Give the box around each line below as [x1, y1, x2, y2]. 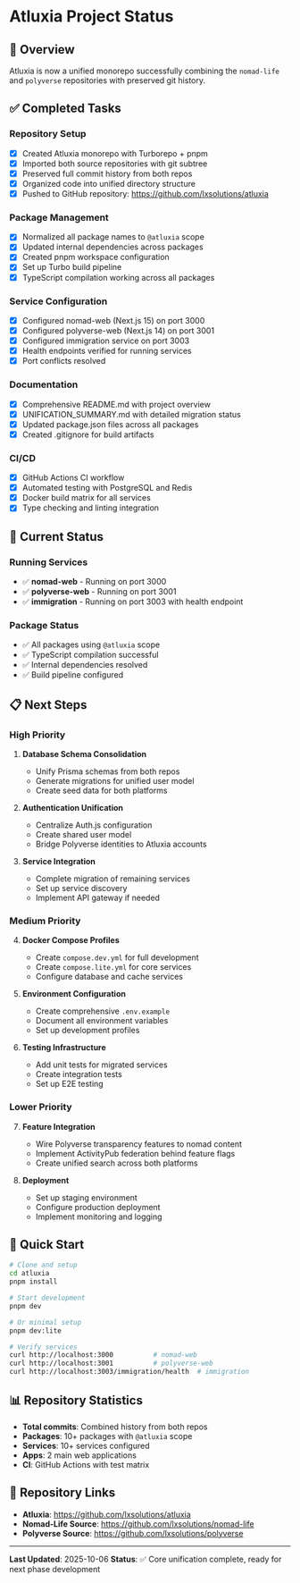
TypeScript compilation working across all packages [21, 272, 215, 282]
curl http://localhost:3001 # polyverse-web [9, 1359, 214, 1368]
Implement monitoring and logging [35, 1211, 162, 1222]
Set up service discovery [35, 882, 128, 893]
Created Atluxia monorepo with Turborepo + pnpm [21, 147, 208, 158]
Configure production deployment [35, 1201, 161, 1212]
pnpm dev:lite [9, 1326, 62, 1335]
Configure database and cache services [35, 972, 183, 982]
